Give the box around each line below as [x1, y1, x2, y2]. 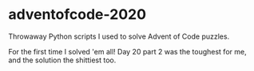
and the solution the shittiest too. [8, 55, 117, 65]
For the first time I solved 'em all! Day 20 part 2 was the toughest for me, [8, 47, 247, 56]
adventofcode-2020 [8, 6, 146, 24]
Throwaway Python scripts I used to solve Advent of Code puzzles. [8, 32, 230, 41]
